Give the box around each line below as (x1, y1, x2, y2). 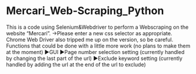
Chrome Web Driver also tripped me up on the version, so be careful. (6, 36, 174, 43)
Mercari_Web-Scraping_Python (6, 4, 164, 18)
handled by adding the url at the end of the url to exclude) (6, 60, 146, 68)
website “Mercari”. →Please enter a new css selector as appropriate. (6, 29, 172, 36)
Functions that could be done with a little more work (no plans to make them (6, 42, 191, 49)
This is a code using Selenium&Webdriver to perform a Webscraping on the (6, 23, 189, 31)
